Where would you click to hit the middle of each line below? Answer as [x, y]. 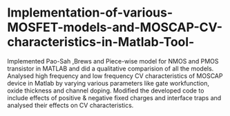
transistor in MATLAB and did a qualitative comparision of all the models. [111, 68]
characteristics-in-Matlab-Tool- [101, 42]
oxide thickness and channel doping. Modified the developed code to [106, 90]
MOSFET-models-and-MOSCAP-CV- [115, 27]
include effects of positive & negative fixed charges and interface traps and [114, 97]
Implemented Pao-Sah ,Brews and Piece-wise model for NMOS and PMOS [113, 61]
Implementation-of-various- [90, 13]
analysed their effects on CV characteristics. [70, 105]
